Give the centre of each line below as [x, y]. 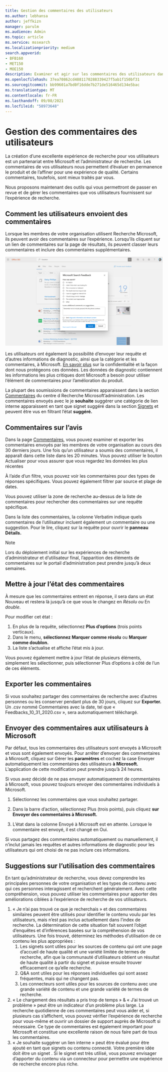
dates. [12, 486]
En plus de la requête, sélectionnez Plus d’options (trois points [77, 627]
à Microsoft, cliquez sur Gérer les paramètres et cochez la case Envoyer [80, 759]
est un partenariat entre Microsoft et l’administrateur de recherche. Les [78, 161]
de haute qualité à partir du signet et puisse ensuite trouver [81, 962]
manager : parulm [22, 27]
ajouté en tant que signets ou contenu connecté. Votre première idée [83, 1048]
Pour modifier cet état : [29, 616]
